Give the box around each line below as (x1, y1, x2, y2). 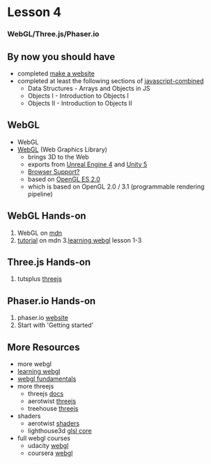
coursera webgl (27, 449, 73, 457)
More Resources (7, 341, 80, 353)
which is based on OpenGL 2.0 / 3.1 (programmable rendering (27, 182, 205, 191)
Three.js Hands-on (7, 256, 91, 268)
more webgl (17, 359, 52, 368)
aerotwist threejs (27, 396, 77, 405)
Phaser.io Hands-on (7, 295, 96, 307)
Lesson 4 (7, 4, 62, 20)
